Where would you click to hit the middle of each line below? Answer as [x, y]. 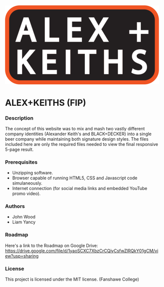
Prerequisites [21, 162]
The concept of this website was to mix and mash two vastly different [75, 128]
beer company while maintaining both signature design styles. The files [77, 139]
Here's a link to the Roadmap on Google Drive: [52, 245]
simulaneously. [27, 183]
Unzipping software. [32, 173]
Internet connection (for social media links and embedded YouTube [80, 189]
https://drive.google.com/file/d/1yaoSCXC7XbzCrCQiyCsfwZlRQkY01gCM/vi [82, 251]
